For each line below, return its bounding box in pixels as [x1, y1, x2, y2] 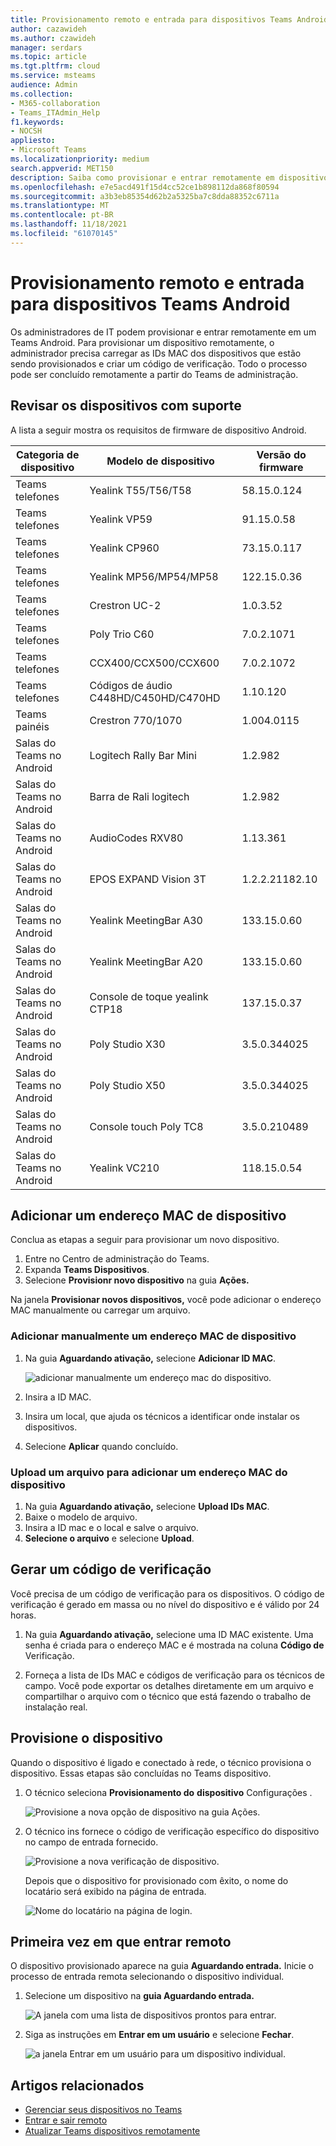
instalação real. [24, 1701, 88, 1713]
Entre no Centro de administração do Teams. [24, 1253, 210, 1265]
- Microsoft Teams [10, 145, 87, 155]
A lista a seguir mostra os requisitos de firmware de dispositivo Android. [10, 424, 307, 436]
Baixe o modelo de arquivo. [24, 1511, 138, 1523]
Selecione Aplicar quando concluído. [24, 1440, 179, 1452]
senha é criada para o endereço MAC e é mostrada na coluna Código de [24, 1639, 325, 1651]
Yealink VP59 [89, 512, 153, 526]
